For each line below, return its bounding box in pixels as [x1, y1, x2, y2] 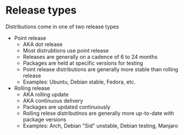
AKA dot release [22, 41, 63, 48]
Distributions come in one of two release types [5, 23, 119, 30]
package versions [22, 116, 67, 123]
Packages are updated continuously [22, 103, 110, 110]
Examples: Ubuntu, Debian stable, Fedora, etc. [22, 78, 136, 85]
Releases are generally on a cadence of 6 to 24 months [22, 53, 157, 60]
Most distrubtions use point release [22, 47, 109, 54]
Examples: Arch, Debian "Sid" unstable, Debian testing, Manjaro [22, 122, 178, 129]
